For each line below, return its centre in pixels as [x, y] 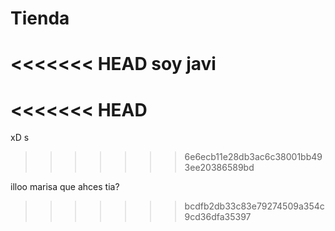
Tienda [40, 18]
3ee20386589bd [219, 168]
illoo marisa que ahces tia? [65, 187]
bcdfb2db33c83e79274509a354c [254, 206]
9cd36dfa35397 [218, 217]
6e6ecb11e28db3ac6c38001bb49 [253, 157]
